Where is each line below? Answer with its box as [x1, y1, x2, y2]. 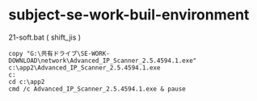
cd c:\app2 [8, 78, 45, 86]
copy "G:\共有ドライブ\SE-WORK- [8, 49, 111, 57]
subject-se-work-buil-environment [8, 6, 250, 24]
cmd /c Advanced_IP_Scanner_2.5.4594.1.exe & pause [8, 85, 186, 93]
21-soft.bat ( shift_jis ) [8, 32, 82, 42]
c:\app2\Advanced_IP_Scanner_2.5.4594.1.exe [8, 63, 161, 72]
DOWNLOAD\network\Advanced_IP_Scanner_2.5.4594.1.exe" [8, 57, 197, 65]
